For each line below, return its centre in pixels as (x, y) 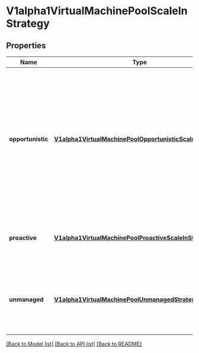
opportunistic (29, 139)
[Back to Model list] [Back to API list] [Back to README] (74, 344)
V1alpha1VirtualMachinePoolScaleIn (97, 11)
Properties (26, 45)
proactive (23, 238)
